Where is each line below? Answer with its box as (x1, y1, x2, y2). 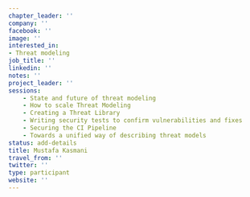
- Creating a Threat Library (23, 109, 121, 117)
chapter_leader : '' (8, 11, 74, 20)
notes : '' (8, 72, 42, 80)
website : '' (8, 176, 48, 185)
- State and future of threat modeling (23, 94, 157, 102)
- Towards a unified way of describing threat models (23, 131, 207, 139)
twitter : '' (8, 162, 48, 170)
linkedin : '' (8, 64, 52, 72)
